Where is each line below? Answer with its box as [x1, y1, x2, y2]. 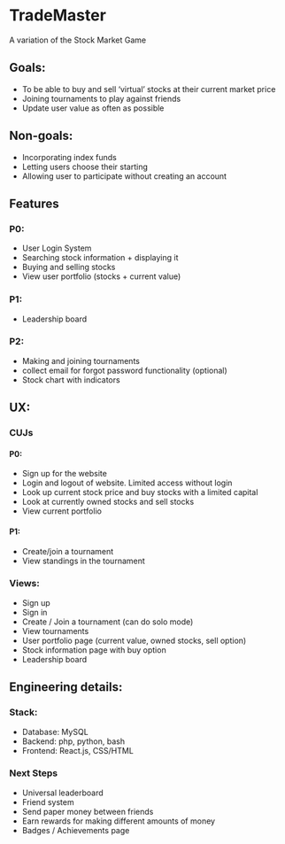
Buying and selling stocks [21, 262, 116, 273]
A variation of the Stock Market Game [9, 35, 147, 45]
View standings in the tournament [21, 555, 146, 566]
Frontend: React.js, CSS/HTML [21, 745, 135, 755]
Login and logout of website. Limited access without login [21, 477, 233, 488]
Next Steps [9, 767, 58, 779]
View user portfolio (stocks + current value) [21, 271, 181, 282]
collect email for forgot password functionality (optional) [21, 365, 227, 376]
